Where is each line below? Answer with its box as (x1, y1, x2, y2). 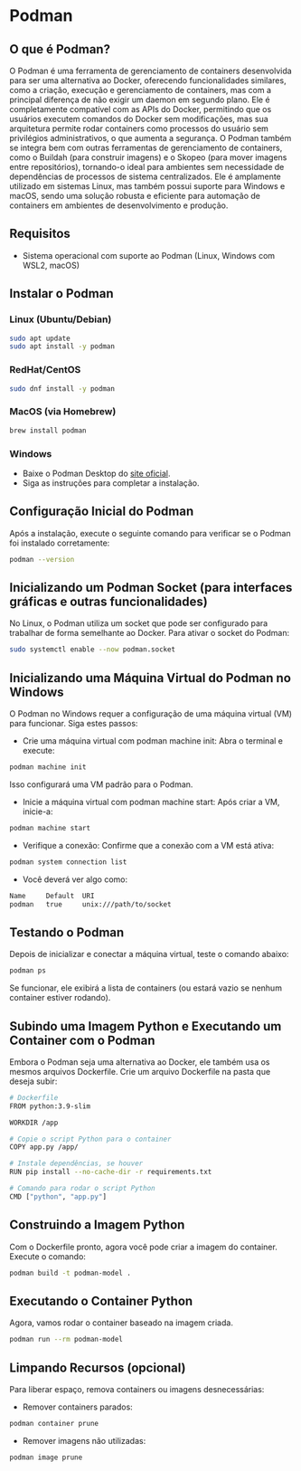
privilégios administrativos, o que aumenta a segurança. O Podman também (9, 133, 292, 143)
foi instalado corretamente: (9, 537, 110, 548)
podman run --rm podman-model (9, 1335, 124, 1344)
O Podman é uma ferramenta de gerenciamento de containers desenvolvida (9, 65, 292, 76)
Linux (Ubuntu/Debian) (9, 313, 112, 326)
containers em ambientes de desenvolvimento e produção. (9, 200, 229, 211)
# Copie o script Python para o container (9, 1134, 172, 1144)
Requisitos (9, 226, 71, 242)
